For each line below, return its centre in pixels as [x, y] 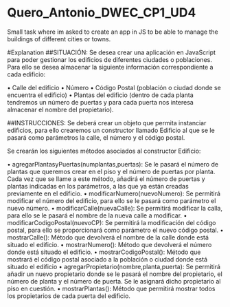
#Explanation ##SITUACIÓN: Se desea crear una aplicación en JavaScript [112, 52]
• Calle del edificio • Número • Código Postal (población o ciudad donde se [114, 87]
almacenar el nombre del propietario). [60, 109]
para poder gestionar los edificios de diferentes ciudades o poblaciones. [110, 59]
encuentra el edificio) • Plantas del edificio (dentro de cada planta [100, 95]
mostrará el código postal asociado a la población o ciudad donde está [107, 259]
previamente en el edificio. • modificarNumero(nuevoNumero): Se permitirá [114, 193]
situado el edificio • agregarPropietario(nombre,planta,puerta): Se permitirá [114, 266]
